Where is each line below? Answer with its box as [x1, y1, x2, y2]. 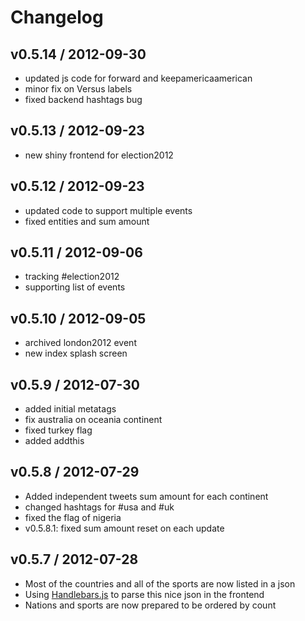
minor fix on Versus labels [24, 83, 133, 95]
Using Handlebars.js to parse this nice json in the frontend [24, 588, 265, 600]
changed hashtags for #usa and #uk [24, 501, 175, 513]
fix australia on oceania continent [24, 414, 163, 426]
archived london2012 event [24, 337, 137, 349]
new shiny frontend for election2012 [24, 149, 174, 161]
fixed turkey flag [24, 424, 93, 436]
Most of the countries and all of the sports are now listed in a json [24, 577, 296, 590]
